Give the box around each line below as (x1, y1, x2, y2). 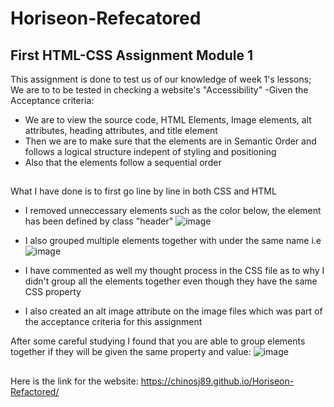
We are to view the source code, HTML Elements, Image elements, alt (24, 114, 312, 126)
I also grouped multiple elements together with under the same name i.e (24, 235, 322, 247)
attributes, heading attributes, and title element (24, 125, 218, 136)
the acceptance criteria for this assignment (24, 316, 203, 328)
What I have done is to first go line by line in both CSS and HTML (10, 185, 277, 197)
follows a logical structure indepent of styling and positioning (24, 146, 277, 157)
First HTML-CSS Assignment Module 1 (10, 47, 253, 64)
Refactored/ (10, 385, 60, 397)
